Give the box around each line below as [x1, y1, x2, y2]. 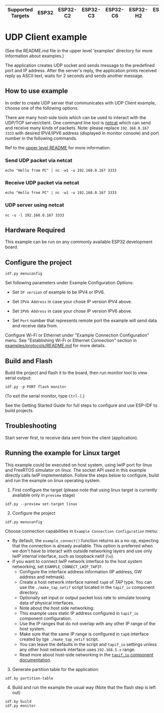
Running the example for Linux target [5, 449, 121, 457]
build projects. [5, 408, 34, 414]
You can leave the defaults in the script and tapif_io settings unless [19, 641, 157, 647]
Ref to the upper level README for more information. [5, 145, 111, 150]
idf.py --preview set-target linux [5, 502, 78, 506]
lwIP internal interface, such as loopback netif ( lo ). [12, 553, 115, 559]
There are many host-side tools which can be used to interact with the [5, 114, 146, 120]
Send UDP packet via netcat [5, 157, 73, 164]
